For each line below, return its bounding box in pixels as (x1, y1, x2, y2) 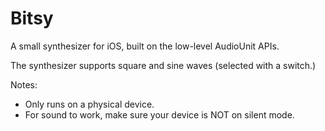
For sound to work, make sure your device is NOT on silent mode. (24, 108, 295, 121)
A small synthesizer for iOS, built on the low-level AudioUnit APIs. (10, 40, 280, 52)
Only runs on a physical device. (24, 98, 155, 110)
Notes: (10, 78, 38, 91)
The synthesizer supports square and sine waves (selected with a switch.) (10, 59, 317, 71)
